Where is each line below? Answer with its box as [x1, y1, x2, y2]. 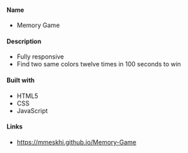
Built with [6, 76, 35, 84]
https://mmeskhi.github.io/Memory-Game [16, 138, 137, 146]
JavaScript [16, 106, 48, 115]
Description [6, 37, 42, 45]
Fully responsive [16, 52, 64, 61]
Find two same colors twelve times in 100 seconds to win [16, 60, 181, 68]
